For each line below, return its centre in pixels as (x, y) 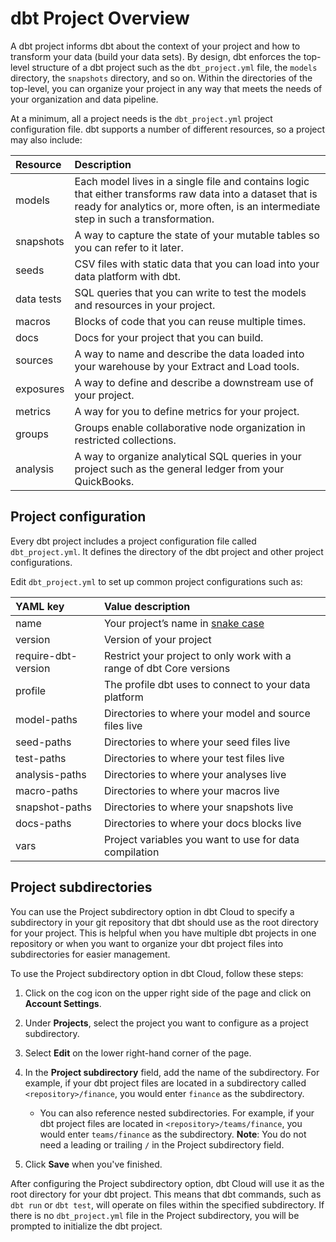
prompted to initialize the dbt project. (86, 1226)
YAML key (40, 606)
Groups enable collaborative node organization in (190, 427)
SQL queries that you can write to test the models (190, 292)
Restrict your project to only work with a (197, 655)
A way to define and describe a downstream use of (194, 382)
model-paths (46, 719)
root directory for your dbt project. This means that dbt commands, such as (166, 1194)
